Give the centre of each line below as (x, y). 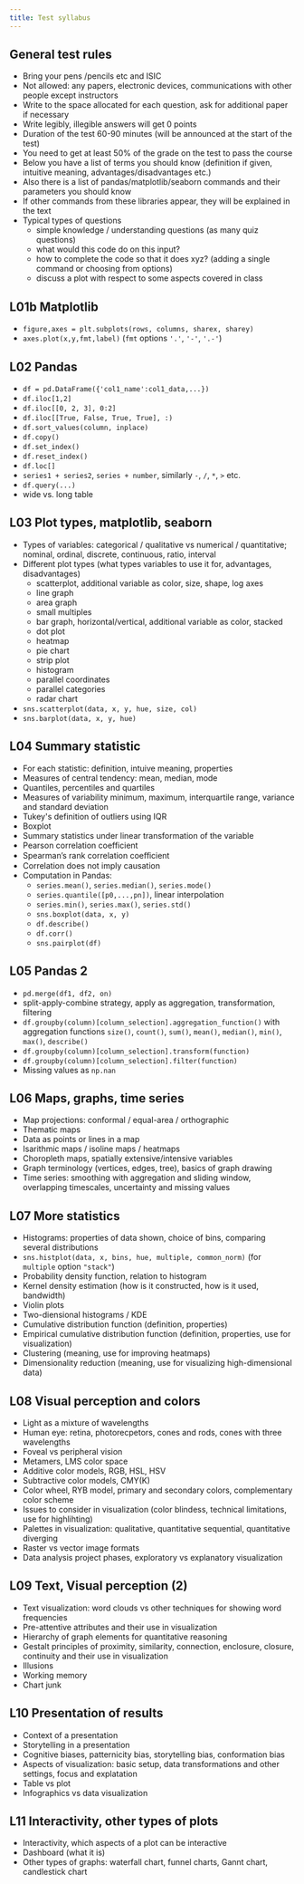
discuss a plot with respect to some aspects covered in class (149, 278)
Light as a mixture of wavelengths (85, 1422)
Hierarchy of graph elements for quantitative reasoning (125, 1637)
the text (37, 211)
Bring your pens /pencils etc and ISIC (92, 76)
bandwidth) (44, 1295)
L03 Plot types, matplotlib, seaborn (111, 523)
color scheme (48, 1499)
